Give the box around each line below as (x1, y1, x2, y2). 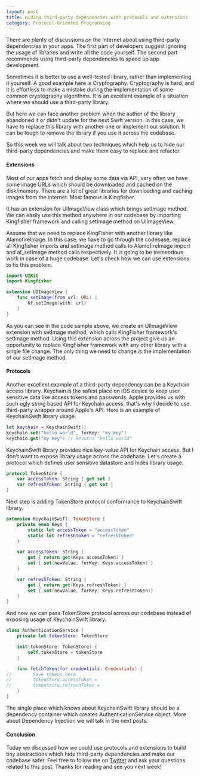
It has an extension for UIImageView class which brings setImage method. (6, 205, 188, 212)
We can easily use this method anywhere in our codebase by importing (6, 211, 181, 218)
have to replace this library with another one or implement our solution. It (6, 123, 186, 130)
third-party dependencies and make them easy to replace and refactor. (6, 147, 181, 154)
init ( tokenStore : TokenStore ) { (17, 644, 97, 650)
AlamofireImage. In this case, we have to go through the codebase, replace (6, 236, 191, 243)
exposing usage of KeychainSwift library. (6, 616, 107, 623)
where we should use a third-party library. (6, 99, 110, 106)
